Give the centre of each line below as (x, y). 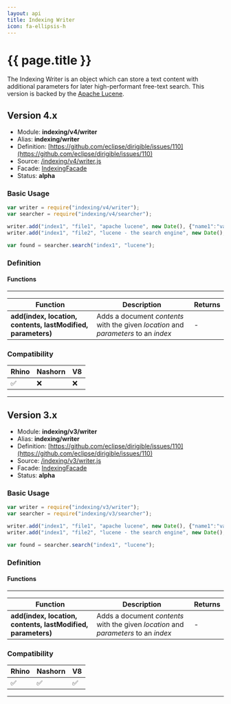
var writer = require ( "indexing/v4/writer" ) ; (73, 208)
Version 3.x (32, 415)
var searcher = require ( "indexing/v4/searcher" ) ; (80, 214)
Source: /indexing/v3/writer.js (59, 461)
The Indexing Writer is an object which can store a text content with (103, 79)
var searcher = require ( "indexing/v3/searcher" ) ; (80, 514)
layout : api (24, 13)
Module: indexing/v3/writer (57, 432)
